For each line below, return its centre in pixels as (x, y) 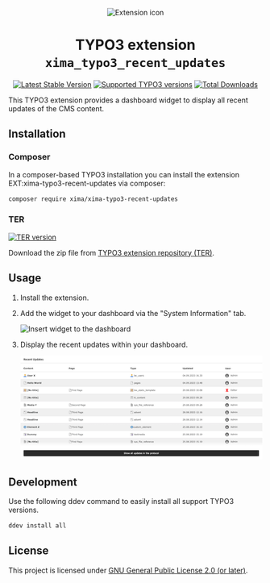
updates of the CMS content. (56, 108)
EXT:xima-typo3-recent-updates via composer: (87, 183)
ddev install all (37, 526)
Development (43, 482)
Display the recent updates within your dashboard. (104, 344)
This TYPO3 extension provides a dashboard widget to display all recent (128, 100)
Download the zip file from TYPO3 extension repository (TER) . (112, 252)
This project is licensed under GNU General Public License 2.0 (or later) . (128, 570)
